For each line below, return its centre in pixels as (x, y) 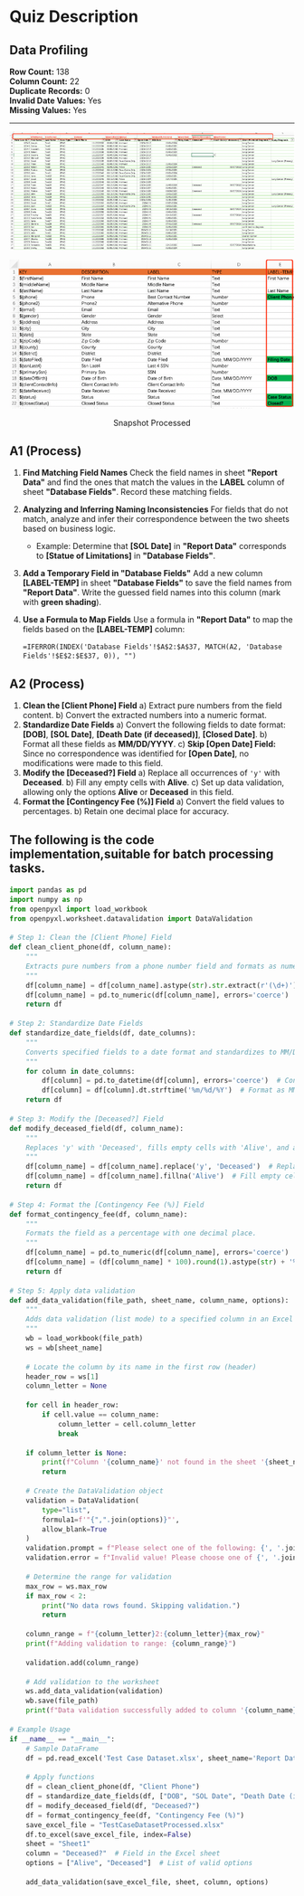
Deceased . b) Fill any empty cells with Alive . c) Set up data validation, (153, 782)
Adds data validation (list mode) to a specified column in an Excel (160, 1319)
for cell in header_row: (72, 1405)
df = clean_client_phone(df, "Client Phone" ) (113, 1787)
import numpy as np (46, 899)
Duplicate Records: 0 (50, 91)
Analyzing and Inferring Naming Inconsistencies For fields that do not (155, 509)
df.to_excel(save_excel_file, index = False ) (109, 1834)
